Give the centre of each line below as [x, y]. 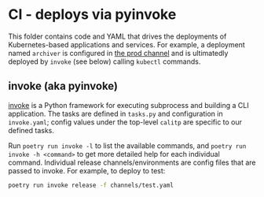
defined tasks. [31, 130]
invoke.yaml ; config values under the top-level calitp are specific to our [125, 122]
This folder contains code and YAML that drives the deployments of [117, 36]
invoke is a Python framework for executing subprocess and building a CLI [128, 105]
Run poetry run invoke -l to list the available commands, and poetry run [127, 145]
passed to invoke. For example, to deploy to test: [87, 170]
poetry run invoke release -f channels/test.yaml [91, 185]
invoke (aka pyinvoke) [63, 86]
